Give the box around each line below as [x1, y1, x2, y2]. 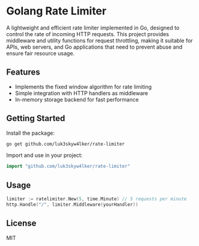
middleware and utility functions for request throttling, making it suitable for [6, 37, 194, 44]
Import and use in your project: [6, 152, 83, 159]
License [6, 218, 37, 229]
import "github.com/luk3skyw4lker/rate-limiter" [6, 164, 130, 170]
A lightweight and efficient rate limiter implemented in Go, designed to [6, 24, 180, 31]
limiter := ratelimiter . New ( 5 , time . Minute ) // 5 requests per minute [6, 196, 187, 202]
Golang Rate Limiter [6, 4, 107, 18]
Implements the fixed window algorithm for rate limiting [14, 83, 152, 90]
